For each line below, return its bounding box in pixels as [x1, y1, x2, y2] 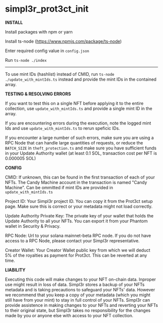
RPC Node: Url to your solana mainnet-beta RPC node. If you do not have [5, 233, 151, 238]
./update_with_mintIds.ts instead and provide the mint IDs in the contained [5, 76, 157, 82]
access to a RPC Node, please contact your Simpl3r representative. [5, 237, 140, 244]
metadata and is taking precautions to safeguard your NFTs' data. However [5, 287, 155, 292]
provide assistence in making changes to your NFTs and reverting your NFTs [5, 302, 158, 308]
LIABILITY [5, 267, 26, 273]
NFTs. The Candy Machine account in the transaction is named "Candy [5, 179, 147, 185]
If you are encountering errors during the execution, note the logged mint [5, 120, 151, 126]
